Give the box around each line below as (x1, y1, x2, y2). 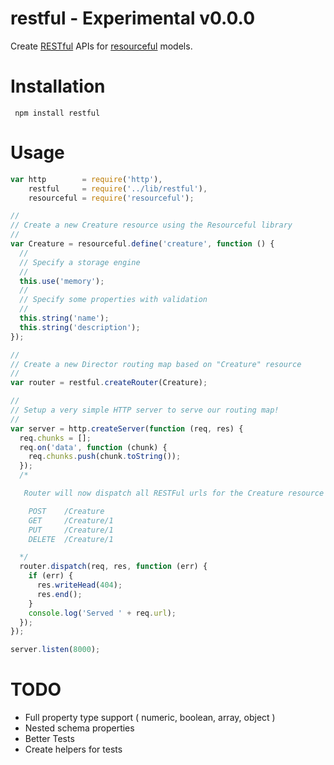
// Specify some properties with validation (19, 295, 208, 305)
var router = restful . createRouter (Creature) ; (10, 378, 208, 388)
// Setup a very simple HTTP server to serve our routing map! (10, 405, 280, 416)
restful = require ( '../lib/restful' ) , (28, 183, 208, 194)
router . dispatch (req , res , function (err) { (19, 562, 208, 572)
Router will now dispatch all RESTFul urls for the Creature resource (23, 488, 325, 499)
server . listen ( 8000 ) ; (10, 645, 101, 655)
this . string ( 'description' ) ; (19, 322, 141, 332)
